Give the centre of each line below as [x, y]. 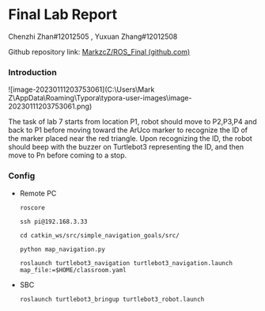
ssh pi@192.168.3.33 [53, 222]
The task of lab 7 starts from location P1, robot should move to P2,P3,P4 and [132, 122]
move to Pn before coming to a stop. [68, 155]
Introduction [32, 72]
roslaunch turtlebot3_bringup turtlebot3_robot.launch [112, 299]
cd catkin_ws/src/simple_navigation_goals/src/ [99, 235]
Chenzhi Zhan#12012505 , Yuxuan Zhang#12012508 [93, 36]
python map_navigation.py [62, 249]
